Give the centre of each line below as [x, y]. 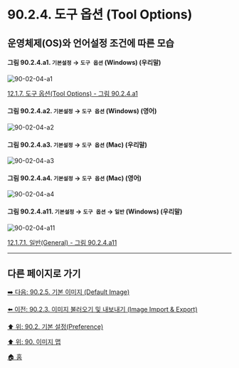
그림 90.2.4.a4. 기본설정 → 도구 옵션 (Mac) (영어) [75, 178]
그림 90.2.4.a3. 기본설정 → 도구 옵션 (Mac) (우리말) [77, 144]
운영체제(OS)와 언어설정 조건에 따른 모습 [91, 43]
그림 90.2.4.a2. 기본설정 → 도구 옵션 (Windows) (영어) [82, 111]
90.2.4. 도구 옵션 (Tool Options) [100, 15]
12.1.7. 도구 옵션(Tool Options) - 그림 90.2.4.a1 [73, 93]
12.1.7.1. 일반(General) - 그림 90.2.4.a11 [62, 242]
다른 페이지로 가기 [44, 274]
